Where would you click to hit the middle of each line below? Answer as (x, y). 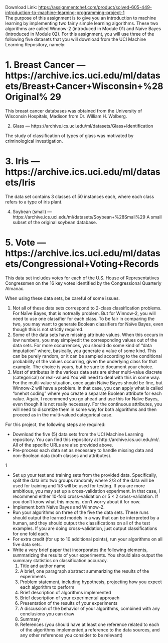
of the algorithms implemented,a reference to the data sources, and (90, 629)
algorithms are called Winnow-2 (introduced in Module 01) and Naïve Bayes (83, 29)
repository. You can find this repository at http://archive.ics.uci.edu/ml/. (86, 440)
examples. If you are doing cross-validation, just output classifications (85, 528)
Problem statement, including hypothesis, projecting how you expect (91, 582)
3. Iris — (23, 162)
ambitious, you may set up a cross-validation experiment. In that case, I (86, 491)
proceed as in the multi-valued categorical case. (62, 414)
